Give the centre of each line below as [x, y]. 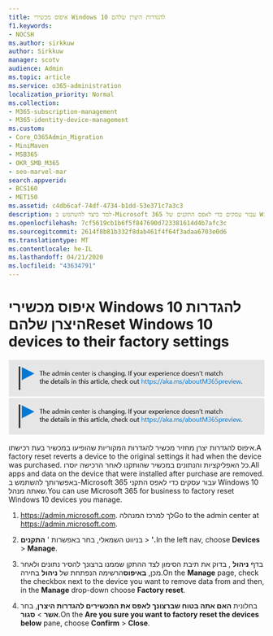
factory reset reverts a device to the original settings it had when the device [135, 456]
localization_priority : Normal [61, 94]
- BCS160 [23, 189]
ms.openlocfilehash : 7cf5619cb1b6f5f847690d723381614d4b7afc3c [118, 223]
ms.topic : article [39, 77]
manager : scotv [34, 60]
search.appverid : [38, 180]
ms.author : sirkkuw [41, 43]
